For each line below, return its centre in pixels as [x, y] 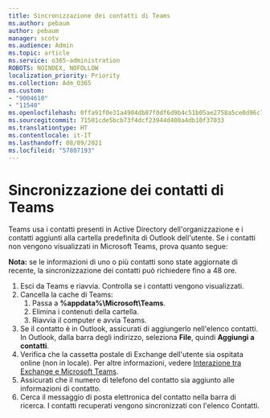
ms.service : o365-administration [64, 61]
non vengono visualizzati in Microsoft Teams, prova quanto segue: [118, 247]
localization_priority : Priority [64, 76]
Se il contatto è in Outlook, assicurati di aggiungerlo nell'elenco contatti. [139, 329]
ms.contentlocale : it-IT [50, 135]
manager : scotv [34, 38]
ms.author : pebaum [39, 23]
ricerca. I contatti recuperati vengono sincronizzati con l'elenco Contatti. [139, 406]
